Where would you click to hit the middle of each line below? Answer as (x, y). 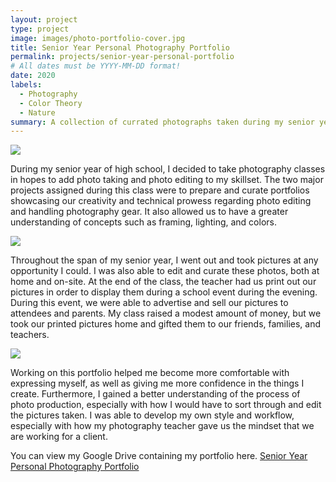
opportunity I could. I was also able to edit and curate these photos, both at (165, 271)
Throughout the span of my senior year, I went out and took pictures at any (164, 260)
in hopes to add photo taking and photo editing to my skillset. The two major (167, 180)
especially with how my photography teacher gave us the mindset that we (162, 426)
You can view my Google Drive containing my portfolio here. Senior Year (159, 456)
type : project (40, 29)
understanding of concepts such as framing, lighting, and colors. (143, 222)
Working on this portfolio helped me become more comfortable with (150, 373)
